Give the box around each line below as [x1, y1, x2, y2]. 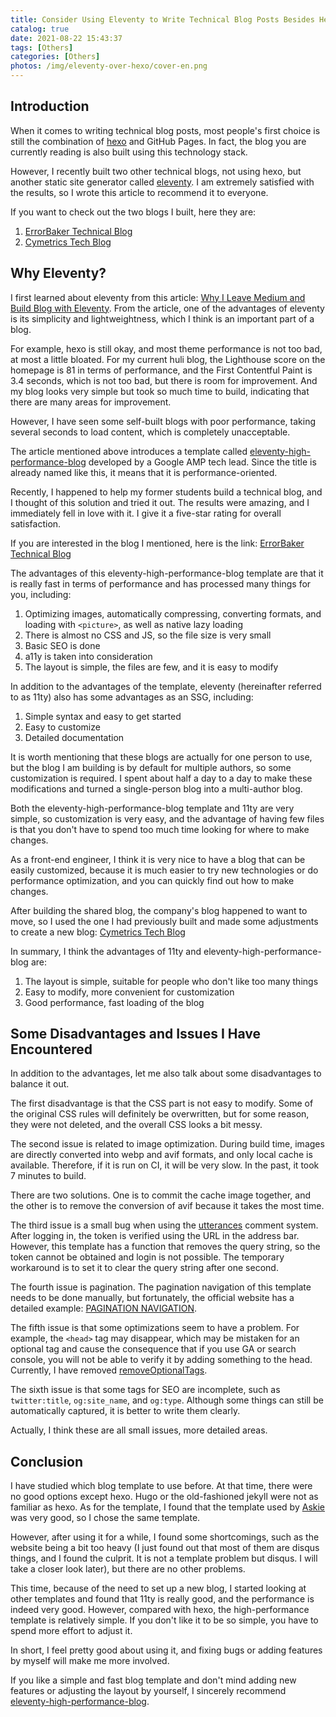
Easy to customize [24, 721, 101, 733]
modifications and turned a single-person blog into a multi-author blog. [10, 782, 303, 795]
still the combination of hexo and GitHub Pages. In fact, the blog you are [10, 135, 307, 147]
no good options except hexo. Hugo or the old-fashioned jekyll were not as [10, 1491, 319, 1503]
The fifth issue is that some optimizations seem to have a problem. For [10, 1322, 300, 1334]
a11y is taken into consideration [24, 650, 153, 662]
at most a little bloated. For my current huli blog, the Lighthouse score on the [10, 353, 326, 365]
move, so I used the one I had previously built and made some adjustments [10, 915, 319, 927]
